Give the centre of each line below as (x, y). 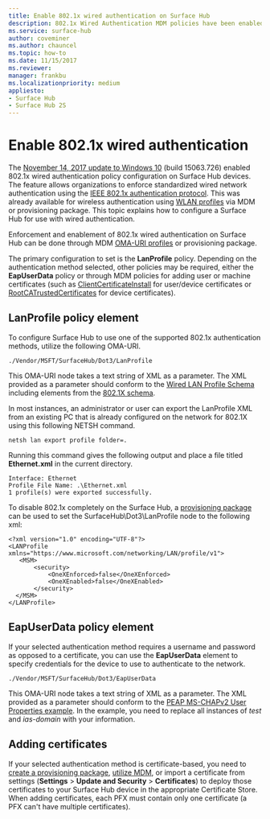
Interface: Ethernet (43, 478)
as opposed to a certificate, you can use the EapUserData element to (123, 655)
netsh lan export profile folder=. (68, 440)
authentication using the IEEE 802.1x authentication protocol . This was (125, 193)
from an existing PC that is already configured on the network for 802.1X (128, 417)
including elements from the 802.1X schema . (82, 393)
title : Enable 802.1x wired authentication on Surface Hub (109, 16)
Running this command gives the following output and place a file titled (126, 455)
